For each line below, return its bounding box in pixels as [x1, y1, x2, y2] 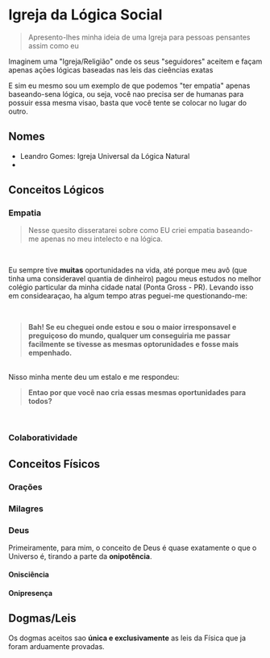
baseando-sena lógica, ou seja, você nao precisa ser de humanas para [8, 89, 244, 98]
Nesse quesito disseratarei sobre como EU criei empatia [27, 226, 215, 235]
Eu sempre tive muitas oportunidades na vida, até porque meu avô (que [8, 265, 247, 275]
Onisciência [8, 570, 50, 580]
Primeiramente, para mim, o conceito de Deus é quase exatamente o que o [8, 543, 257, 552]
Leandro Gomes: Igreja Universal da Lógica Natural [19, 151, 190, 160]
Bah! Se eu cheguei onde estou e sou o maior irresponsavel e [27, 323, 237, 332]
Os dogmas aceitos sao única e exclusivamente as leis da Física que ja [8, 633, 247, 643]
